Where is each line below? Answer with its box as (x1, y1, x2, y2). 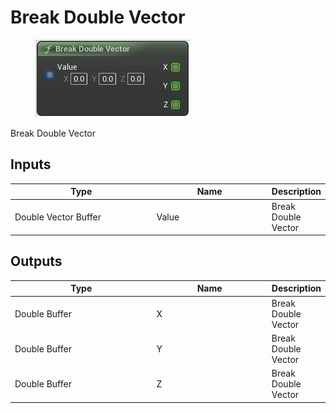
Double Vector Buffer (14, 211, 102, 223)
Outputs (10, 253, 63, 270)
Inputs (10, 156, 52, 173)
